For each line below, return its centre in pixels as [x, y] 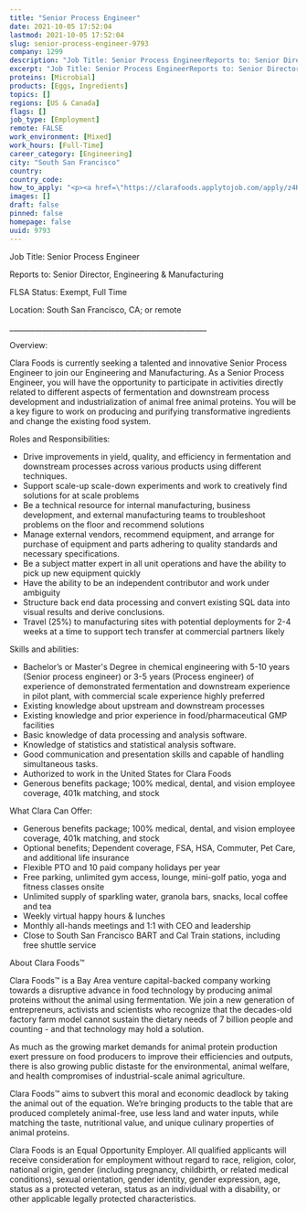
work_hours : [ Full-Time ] [57, 145]
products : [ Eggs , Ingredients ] [69, 86]
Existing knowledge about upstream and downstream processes [143, 706]
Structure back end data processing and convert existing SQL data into [156, 602]
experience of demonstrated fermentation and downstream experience [156, 686]
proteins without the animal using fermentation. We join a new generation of [152, 1000]
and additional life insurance [76, 857]
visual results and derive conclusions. [94, 612]
